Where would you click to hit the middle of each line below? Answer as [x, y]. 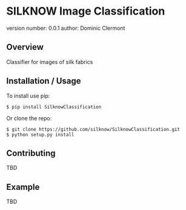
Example [23, 187]
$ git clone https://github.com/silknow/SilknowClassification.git [93, 129]
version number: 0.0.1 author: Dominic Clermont [66, 28]
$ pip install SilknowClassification [54, 107]
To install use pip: [28, 96]
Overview [25, 47]
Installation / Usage [44, 81]
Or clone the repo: [29, 118]
